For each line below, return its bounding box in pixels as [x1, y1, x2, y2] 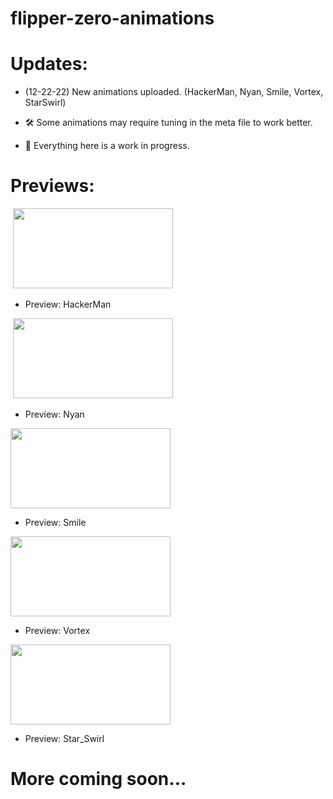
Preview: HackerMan [24, 298, 112, 311]
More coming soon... [10, 768, 187, 791]
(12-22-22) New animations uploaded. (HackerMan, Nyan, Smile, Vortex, [24, 86, 324, 98]
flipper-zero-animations [10, 7, 215, 30]
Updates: [10, 53, 88, 76]
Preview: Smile [24, 517, 87, 529]
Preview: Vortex [24, 625, 91, 637]
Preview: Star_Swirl [24, 733, 105, 745]
